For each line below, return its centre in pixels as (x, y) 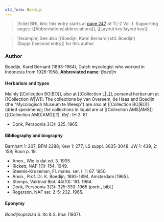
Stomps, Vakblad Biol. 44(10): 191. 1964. (52, 182)
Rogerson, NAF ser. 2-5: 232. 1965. (48, 192)
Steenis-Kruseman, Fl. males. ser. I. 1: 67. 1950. (59, 171)
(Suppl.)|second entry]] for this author (56, 43)
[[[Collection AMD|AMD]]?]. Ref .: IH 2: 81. (47, 115)
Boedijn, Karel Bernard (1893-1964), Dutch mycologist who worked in (75, 67)
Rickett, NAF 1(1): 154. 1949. (40, 166)
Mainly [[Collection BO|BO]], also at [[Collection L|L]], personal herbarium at (82, 94)
